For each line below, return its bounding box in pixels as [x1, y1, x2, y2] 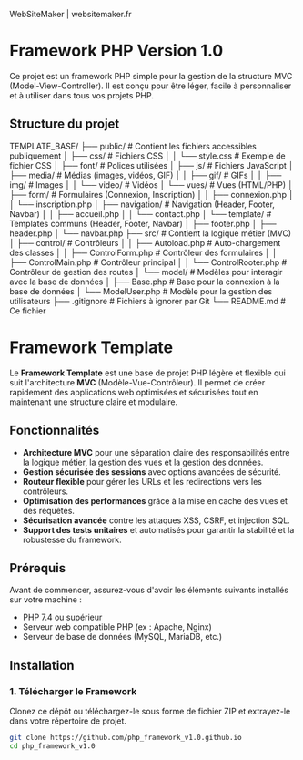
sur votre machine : [9, 594, 82, 605]
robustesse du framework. [22, 534, 123, 545]
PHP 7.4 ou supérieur [22, 611, 103, 623]
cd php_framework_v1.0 [9, 741, 96, 751]
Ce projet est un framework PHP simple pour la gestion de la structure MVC [9, 70, 293, 81]
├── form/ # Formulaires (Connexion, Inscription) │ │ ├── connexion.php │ [9, 189, 294, 200]
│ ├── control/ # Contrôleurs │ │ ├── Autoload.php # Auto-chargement [9, 237, 281, 248]
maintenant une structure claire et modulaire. [9, 396, 178, 407]
